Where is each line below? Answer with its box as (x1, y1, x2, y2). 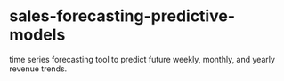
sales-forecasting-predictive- (9, 6, 236, 26)
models (9, 25, 66, 45)
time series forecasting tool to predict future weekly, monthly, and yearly (9, 54, 276, 64)
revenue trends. (9, 63, 68, 74)
